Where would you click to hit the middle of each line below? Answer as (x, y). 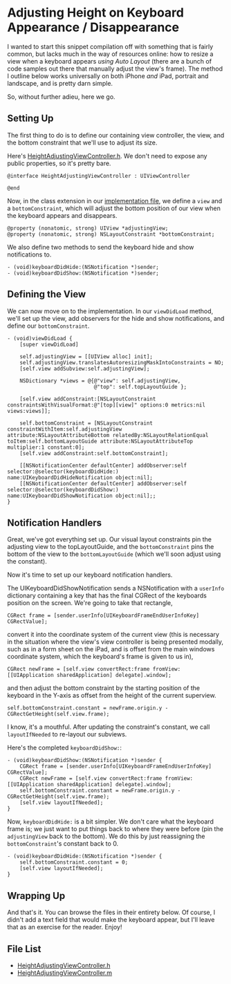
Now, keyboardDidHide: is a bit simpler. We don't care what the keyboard (111, 821)
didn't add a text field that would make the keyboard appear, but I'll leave (111, 920)
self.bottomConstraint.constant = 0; (74, 862)
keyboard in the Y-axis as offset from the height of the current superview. (112, 696)
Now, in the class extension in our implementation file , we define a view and (115, 201)
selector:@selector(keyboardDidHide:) (63, 472)
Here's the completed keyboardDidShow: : (65, 748)
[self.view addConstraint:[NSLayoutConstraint (88, 399)
